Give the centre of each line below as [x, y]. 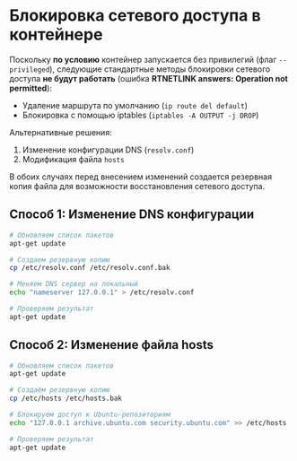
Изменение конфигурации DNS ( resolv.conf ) [108, 150]
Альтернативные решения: [61, 132]
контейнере [56, 35]
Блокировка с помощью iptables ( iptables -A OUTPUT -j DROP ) [140, 115]
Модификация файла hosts [73, 159]
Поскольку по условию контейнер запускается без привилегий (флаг [143, 59]
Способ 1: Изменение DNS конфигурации [131, 215]
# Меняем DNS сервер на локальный [74, 284]
